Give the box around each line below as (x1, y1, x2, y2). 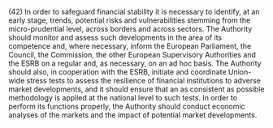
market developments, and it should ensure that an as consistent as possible (8, 84, 265, 94)
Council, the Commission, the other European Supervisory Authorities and (8, 50, 256, 59)
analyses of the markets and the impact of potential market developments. (8, 110, 258, 120)
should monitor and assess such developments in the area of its (8, 32, 222, 42)
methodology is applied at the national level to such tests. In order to (8, 93, 238, 102)
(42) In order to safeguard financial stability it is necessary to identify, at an (8, 7, 260, 16)
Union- (227, 67, 252, 76)
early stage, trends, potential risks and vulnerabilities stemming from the (8, 15, 251, 25)
